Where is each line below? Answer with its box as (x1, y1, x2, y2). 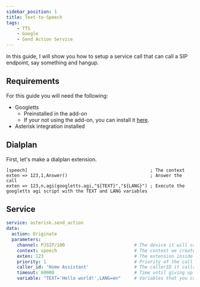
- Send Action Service (17, 36, 73, 42)
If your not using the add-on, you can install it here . (23, 116, 150, 123)
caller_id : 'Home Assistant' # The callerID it (17, 264, 180, 270)
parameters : (11, 236, 42, 243)
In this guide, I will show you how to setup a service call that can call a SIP (6, 53, 188, 60)
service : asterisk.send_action (6, 220, 84, 226)
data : (6, 226, 20, 232)
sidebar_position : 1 (6, 8, 58, 15)
